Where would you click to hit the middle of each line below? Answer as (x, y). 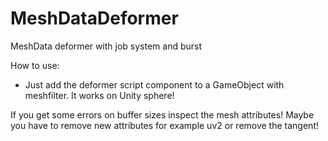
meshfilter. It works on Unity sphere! (99, 95)
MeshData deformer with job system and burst (106, 46)
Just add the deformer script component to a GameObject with (154, 84)
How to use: (35, 65)
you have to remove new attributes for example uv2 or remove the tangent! (164, 125)
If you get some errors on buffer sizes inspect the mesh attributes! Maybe (162, 114)
